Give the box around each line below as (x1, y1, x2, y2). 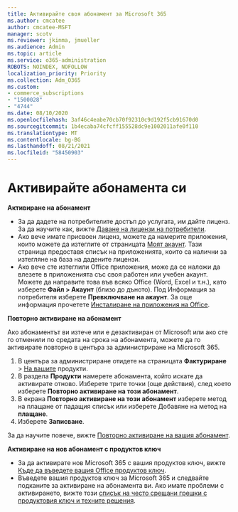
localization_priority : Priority (7, 70, 107, 77)
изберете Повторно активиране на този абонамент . (17, 387, 179, 395)
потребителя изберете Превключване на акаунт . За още (17, 292, 193, 301)
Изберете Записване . (17, 417, 85, 425)
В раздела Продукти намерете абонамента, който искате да (17, 371, 203, 380)
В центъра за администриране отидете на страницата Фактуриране (17, 356, 227, 365)
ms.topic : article (7, 50, 62, 58)
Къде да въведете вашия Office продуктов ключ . (17, 466, 167, 474)
